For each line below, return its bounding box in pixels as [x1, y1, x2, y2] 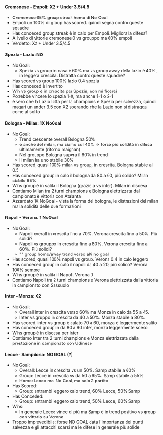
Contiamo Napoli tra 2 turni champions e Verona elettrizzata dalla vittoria [12, 277, 158, 283]
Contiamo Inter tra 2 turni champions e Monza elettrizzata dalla [12, 335, 139, 341]
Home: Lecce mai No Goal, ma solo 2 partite [19, 378, 109, 384]
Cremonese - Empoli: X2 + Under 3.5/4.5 [5, 4, 90, 10]
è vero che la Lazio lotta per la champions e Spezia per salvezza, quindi [12, 99, 156, 105]
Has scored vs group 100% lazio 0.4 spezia [12, 78, 100, 84]
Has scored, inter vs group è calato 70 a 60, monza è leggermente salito [12, 320, 157, 326]
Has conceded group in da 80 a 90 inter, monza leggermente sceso [12, 325, 148, 331]
